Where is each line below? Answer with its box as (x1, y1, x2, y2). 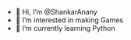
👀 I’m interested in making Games (15, 15, 123, 25)
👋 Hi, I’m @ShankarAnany (15, 8, 97, 16)
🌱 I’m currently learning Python (15, 24, 115, 32)
